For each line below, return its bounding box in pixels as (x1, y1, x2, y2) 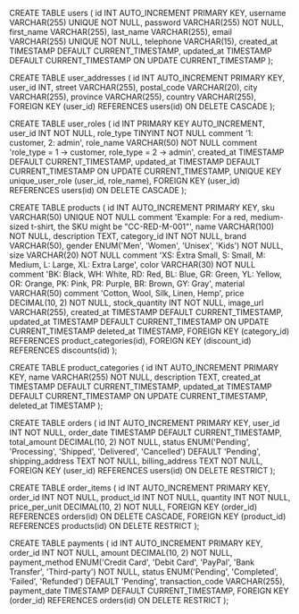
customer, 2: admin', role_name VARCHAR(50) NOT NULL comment (9, 138, 257, 148)
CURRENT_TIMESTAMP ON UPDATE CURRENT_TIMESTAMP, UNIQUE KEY (9, 166, 282, 176)
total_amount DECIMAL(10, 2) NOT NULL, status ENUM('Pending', (9, 437, 251, 447)
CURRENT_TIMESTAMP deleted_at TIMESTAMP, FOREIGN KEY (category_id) (9, 326, 290, 337)
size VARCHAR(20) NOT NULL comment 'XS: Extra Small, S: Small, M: (9, 250, 266, 260)
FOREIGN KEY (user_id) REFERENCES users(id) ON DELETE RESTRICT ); (9, 465, 276, 475)
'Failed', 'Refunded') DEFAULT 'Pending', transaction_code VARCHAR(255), (9, 576, 286, 586)
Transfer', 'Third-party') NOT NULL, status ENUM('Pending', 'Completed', (9, 567, 278, 576)
